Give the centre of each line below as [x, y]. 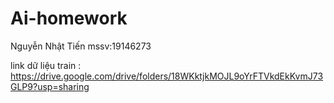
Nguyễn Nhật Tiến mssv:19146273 [81, 46]
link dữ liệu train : [46, 65]
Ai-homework [69, 18]
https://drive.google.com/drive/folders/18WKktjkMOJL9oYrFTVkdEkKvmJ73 [167, 76]
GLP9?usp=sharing [50, 86]
